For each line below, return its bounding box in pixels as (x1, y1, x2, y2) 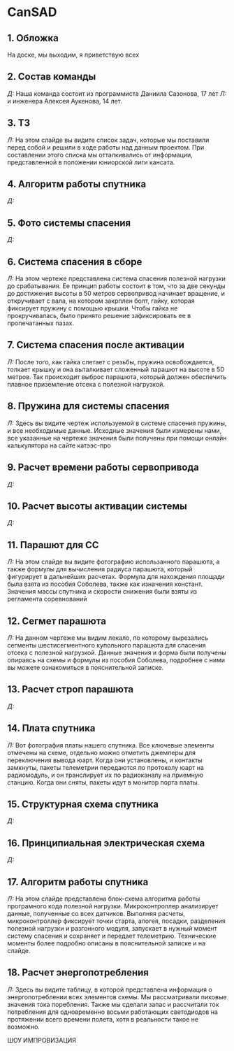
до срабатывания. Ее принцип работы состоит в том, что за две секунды (7, 282, 226, 290)
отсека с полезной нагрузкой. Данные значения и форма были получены (7, 648, 227, 657)
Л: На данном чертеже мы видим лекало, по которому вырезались (7, 634, 208, 642)
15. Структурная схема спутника (7, 798, 159, 810)
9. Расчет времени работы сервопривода (7, 462, 199, 473)
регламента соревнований (7, 595, 87, 603)
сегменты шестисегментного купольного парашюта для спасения (7, 641, 206, 649)
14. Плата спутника (7, 722, 96, 734)
